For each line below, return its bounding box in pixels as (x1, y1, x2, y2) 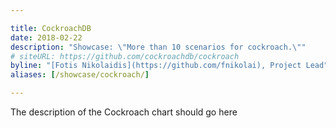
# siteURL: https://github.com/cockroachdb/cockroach (10, 51, 240, 61)
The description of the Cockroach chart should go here (10, 106, 238, 118)
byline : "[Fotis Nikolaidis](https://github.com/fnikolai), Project (10, 61, 302, 71)
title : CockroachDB (10, 23, 92, 33)
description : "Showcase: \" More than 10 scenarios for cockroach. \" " (10, 42, 307, 52)
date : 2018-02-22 (10, 32, 83, 43)
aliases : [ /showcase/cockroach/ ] (10, 70, 150, 80)
